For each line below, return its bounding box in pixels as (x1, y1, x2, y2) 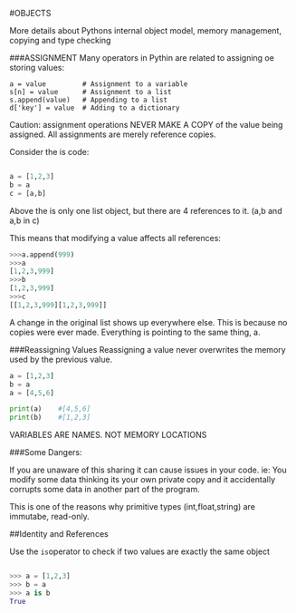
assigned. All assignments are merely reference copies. (9, 129, 216, 140)
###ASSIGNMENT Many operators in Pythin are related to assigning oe (9, 53, 274, 63)
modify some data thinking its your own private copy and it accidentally (9, 474, 276, 485)
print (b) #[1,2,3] (9, 413, 91, 423)
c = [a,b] (9, 189, 47, 198)
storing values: (9, 63, 65, 73)
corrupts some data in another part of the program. (9, 484, 201, 495)
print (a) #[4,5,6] (9, 404, 91, 414)
